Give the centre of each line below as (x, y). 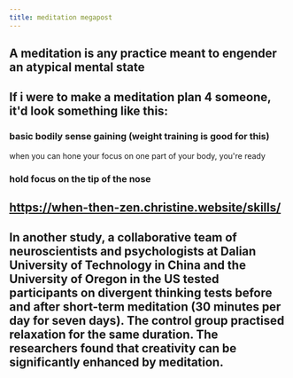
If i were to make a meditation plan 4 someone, (140, 97)
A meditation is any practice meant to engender (143, 54)
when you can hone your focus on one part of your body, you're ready (137, 155)
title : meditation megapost (61, 17)
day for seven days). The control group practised (147, 321)
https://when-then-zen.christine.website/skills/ (145, 208)
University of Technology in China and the (127, 266)
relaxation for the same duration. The (114, 335)
